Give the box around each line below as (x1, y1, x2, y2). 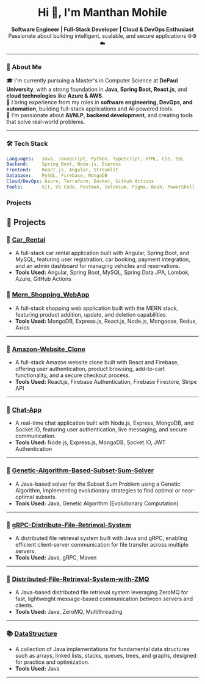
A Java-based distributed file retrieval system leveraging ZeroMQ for (15, 589, 189, 596)
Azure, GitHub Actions (15, 275, 71, 283)
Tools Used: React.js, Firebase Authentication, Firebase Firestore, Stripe (15, 378, 197, 385)
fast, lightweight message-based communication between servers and (15, 595, 193, 603)
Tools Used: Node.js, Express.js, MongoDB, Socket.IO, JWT (15, 439, 166, 446)
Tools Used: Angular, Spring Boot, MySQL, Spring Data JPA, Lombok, (15, 268, 190, 276)
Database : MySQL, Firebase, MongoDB (6, 173, 108, 179)
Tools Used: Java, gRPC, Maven (15, 553, 97, 561)
